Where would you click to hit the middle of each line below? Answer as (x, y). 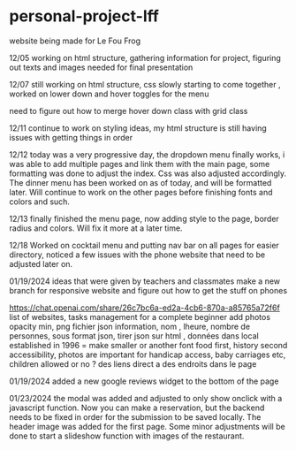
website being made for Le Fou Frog (75, 41)
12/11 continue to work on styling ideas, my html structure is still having (138, 128)
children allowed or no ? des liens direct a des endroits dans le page (133, 363)
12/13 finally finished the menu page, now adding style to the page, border (144, 218)
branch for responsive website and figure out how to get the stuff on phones (148, 290)
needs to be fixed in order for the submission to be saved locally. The (135, 416)
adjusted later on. (41, 263)
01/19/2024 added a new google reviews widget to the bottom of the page (144, 381)
